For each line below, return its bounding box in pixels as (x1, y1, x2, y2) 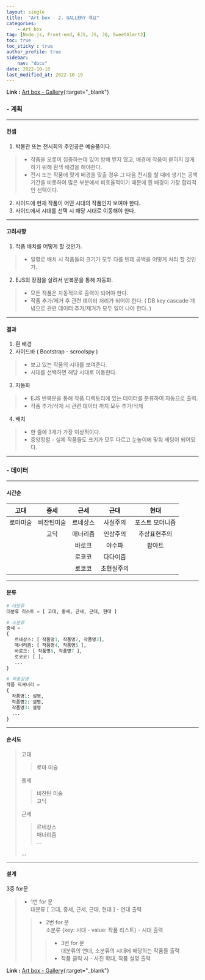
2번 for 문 (45, 918, 70, 925)
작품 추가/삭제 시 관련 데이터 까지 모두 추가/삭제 (30, 402, 143, 410)
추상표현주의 (138, 529, 173, 538)
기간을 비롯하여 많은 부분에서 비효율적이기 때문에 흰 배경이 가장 (30, 178, 181, 186)
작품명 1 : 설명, (12, 693, 44, 699)
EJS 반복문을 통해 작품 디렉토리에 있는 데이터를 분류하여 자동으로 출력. (30, 394, 198, 402)
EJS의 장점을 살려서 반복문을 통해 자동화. (15, 276, 113, 284)
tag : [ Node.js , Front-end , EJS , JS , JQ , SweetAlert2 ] (6, 32, 146, 38)
